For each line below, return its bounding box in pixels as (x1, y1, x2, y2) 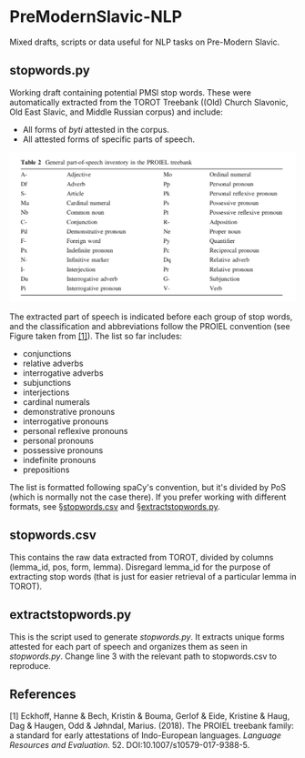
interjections (22, 387, 70, 398)
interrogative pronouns (22, 416, 109, 427)
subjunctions (22, 378, 72, 389)
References (9, 687, 76, 702)
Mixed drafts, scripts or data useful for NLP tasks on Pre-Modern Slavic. (9, 36, 280, 47)
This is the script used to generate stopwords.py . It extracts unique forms (9, 631, 285, 642)
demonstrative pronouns (22, 407, 116, 418)
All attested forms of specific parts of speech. (22, 134, 196, 145)
